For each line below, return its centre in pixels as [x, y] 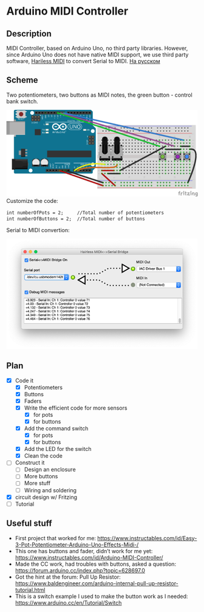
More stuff [37, 483]
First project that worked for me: [55, 538]
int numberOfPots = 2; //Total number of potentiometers [85, 213]
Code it [24, 380]
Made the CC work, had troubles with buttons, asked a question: [96, 564]
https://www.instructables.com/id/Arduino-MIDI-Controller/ [89, 557]
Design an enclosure [50, 470]
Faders [33, 401]
